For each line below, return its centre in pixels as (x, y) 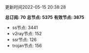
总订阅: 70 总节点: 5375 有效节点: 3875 (45, 17)
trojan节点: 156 (27, 46)
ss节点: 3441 (25, 27)
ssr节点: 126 (24, 40)
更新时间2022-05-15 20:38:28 (35, 7)
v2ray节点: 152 (27, 33)
